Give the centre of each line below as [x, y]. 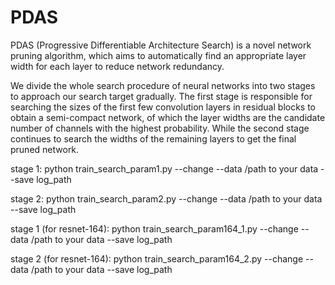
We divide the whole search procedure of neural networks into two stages [163, 85]
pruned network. [45, 149]
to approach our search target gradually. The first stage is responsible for [161, 96]
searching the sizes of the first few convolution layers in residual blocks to [163, 107]
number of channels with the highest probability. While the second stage [160, 128]
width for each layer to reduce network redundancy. [117, 66]
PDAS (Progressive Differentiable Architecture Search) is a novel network [161, 45]
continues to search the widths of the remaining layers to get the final [153, 138]
